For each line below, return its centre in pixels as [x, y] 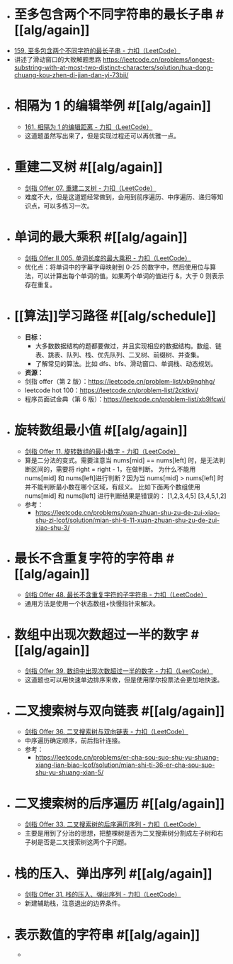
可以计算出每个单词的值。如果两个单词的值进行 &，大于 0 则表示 [131, 276]
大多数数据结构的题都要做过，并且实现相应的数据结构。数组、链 [128, 345]
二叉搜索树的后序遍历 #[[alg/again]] [119, 803]
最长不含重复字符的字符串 [89, 558]
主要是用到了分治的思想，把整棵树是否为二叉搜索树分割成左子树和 [121, 833]
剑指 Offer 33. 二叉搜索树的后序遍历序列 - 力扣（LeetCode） [113, 824]
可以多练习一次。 [68, 206]
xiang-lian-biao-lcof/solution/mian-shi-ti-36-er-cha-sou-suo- [125, 765]
